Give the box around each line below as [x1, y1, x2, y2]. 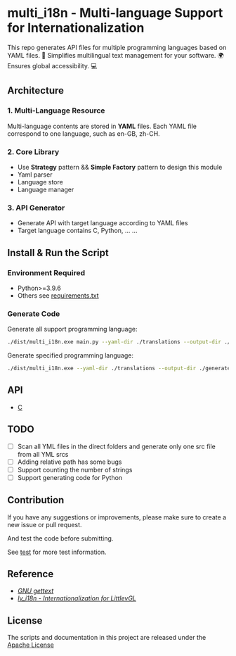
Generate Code [7, 308, 60, 318]
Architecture [7, 84, 65, 96]
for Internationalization [7, 20, 145, 36]
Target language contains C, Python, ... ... [17, 227, 138, 235]
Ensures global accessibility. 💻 [7, 61, 98, 70]
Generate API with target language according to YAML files [17, 219, 188, 227]
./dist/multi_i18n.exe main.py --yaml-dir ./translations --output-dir [7, 339, 221, 346]
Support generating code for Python [17, 473, 123, 481]
